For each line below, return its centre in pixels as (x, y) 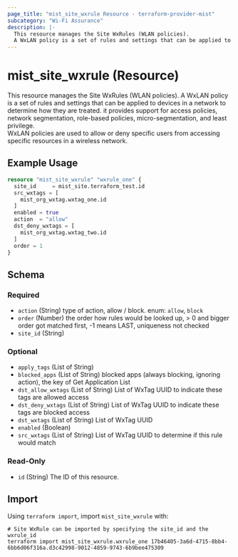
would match (37, 443)
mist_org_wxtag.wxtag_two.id (63, 232)
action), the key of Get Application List (74, 382)
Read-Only (27, 462)
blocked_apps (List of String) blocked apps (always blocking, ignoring (119, 375)
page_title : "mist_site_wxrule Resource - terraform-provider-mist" (111, 14)
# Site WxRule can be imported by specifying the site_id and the (108, 529)
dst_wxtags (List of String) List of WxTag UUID (85, 420)
